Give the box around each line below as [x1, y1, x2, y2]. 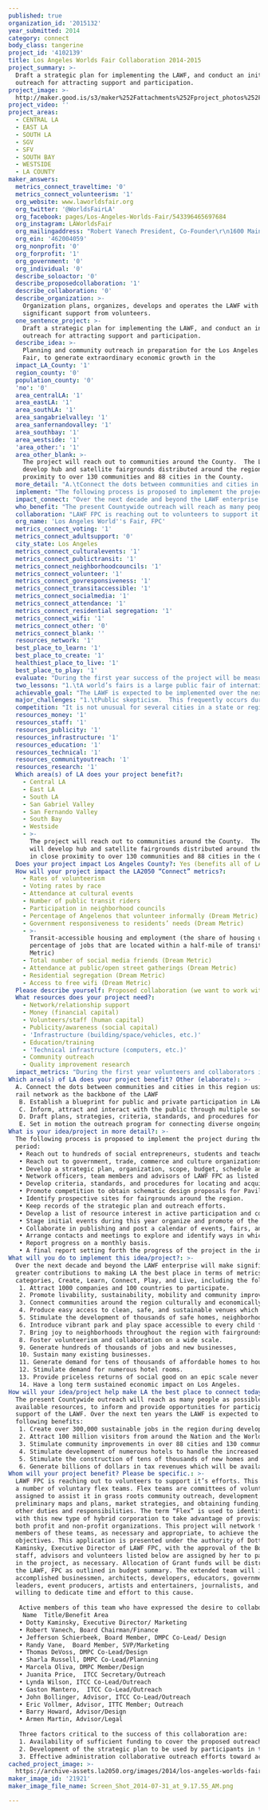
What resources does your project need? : [15, 994, 156, 1002]
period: [15, 1142, 41, 1151]
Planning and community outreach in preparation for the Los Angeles [22, 346, 259, 354]
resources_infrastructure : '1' [15, 733, 120, 741]
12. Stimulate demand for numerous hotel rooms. [18, 1366, 183, 1374]
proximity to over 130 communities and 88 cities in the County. [22, 473, 245, 481]
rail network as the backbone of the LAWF [15, 1090, 159, 1099]
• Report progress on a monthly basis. [18, 1239, 152, 1247]
